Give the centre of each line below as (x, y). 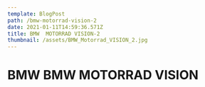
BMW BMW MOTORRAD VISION (103, 75)
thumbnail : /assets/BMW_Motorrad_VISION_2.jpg (78, 40)
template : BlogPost (36, 14)
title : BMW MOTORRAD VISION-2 (54, 34)
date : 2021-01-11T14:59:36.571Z (55, 27)
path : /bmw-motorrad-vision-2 (52, 21)
